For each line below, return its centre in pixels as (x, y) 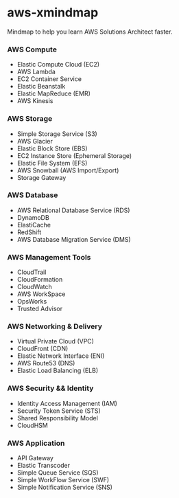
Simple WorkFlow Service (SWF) (63, 480)
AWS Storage (30, 119)
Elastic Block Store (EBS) (52, 148)
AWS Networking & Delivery (55, 326)
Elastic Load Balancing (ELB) (58, 371)
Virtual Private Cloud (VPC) (56, 341)
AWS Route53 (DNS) (46, 363)
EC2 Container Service (49, 79)
